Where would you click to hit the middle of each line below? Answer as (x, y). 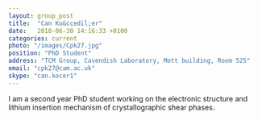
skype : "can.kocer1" (43, 76)
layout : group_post (41, 16)
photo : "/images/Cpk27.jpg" (56, 46)
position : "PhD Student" (50, 53)
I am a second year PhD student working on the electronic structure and (128, 98)
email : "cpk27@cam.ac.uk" (52, 68)
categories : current (43, 38)
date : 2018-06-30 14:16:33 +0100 (68, 31)
